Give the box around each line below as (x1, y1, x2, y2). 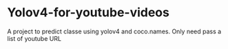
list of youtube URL (7, 34, 62, 42)
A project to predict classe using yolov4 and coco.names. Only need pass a (7, 27, 222, 35)
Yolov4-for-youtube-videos (7, 5, 170, 20)
